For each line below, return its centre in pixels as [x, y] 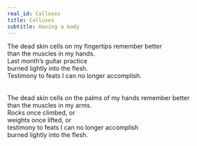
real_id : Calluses [34, 14]
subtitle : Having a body [43, 26]
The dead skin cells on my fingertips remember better [85, 47]
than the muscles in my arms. [50, 106]
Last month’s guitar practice [47, 61]
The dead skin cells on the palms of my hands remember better [98, 98]
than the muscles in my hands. [51, 54]
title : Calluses [31, 20]
